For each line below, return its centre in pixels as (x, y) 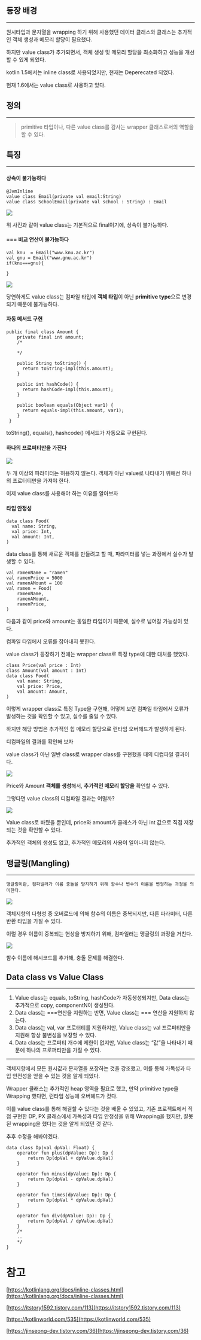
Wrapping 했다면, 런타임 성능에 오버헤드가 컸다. (62, 1096)
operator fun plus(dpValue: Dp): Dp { (65, 1153)
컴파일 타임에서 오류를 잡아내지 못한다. (51, 641)
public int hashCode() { (48, 385)
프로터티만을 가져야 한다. (41, 481)
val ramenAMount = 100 (34, 583)
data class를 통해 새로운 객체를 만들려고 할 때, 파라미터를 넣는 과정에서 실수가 (97, 554)
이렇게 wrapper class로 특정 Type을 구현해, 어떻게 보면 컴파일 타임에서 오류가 (98, 709)
